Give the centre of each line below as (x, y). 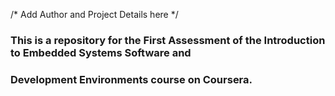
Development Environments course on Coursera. (131, 79)
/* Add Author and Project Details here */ (94, 14)
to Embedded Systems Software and (101, 52)
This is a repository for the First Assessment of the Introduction (168, 40)
